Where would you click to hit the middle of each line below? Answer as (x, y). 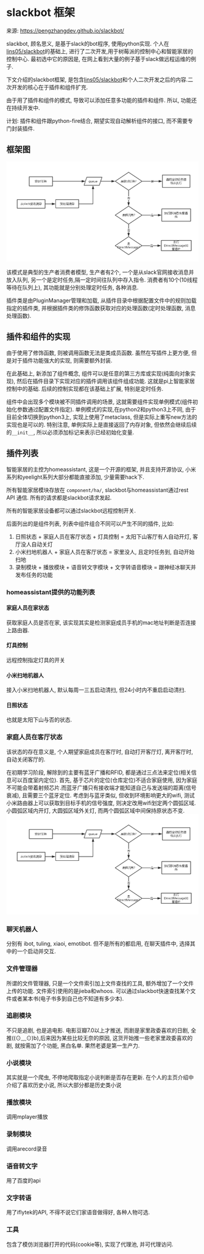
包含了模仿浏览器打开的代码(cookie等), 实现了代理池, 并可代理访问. (90, 1244)
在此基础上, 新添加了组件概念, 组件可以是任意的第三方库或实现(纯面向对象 (98, 373)
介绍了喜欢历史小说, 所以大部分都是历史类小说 (64, 1085)
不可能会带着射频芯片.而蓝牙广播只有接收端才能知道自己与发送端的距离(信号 (101, 787)
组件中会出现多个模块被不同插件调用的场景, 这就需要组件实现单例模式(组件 (100, 402)
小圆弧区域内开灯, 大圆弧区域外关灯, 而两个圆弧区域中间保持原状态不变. (95, 810)
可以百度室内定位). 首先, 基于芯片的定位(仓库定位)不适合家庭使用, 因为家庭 (104, 780)
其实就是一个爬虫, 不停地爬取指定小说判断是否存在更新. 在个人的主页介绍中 (100, 1077)
